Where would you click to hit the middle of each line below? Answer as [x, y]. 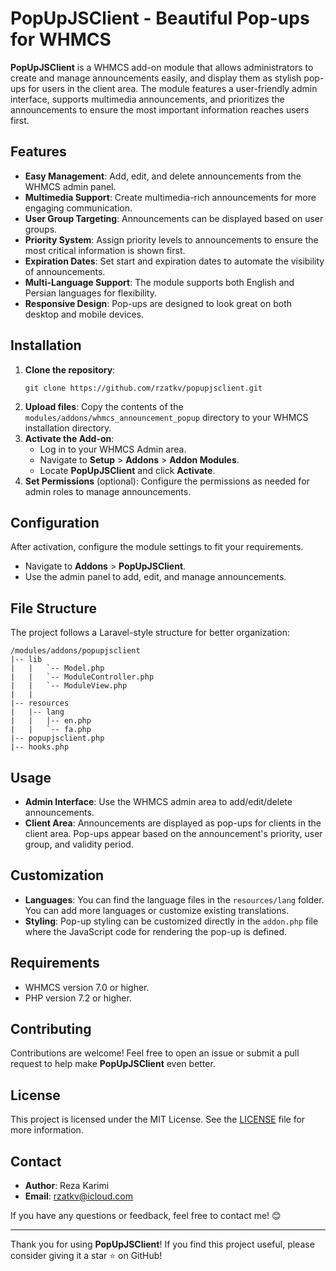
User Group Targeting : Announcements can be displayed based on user [174, 218]
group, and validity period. [79, 844]
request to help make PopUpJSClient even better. [113, 1064]
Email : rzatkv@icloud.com [79, 1196]
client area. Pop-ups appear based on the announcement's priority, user [173, 833]
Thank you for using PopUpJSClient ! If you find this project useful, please [162, 1244]
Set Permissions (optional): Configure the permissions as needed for [167, 481]
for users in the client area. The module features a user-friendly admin [173, 88]
